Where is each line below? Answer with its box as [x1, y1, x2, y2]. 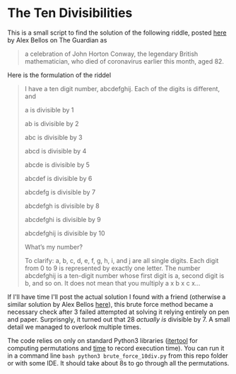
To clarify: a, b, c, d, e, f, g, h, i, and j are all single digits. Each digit [24, 256, 219, 264]
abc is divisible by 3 [24, 133, 83, 141]
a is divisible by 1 [24, 105, 74, 114]
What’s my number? [24, 242, 83, 251]
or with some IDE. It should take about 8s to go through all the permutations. [7, 358, 230, 367]
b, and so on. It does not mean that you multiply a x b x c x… [24, 279, 201, 287]
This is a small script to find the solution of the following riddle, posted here [7, 28, 227, 37]
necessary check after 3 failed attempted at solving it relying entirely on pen [7, 308, 230, 316]
